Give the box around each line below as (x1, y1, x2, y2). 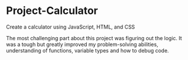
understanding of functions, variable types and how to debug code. (6, 47, 169, 54)
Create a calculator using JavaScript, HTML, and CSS (6, 23, 135, 30)
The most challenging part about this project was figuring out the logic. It (6, 34, 183, 41)
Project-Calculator (6, 4, 98, 17)
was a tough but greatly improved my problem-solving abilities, (6, 41, 159, 48)
